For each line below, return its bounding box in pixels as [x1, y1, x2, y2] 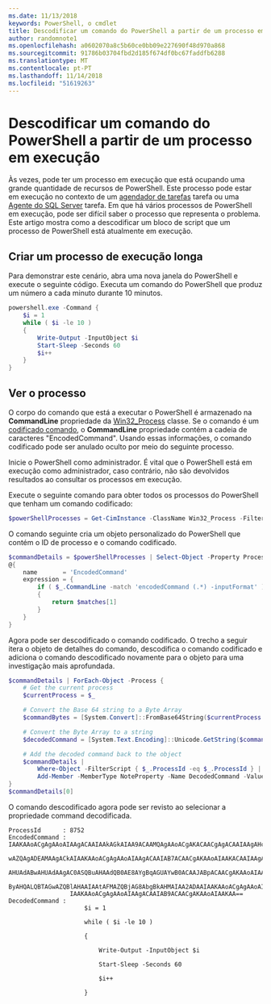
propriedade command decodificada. [8, 810, 132, 820]
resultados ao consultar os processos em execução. [8, 474, 182, 484]
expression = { [23, 576, 74, 584]
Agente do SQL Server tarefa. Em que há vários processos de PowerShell [8, 201, 252, 210]
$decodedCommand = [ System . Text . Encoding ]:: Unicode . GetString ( [23, 735, 240, 744]
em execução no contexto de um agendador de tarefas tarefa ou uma [8, 192, 240, 202]
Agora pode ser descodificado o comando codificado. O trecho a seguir [8, 635, 248, 645]
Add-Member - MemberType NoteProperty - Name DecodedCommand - [37, 773, 248, 781]
